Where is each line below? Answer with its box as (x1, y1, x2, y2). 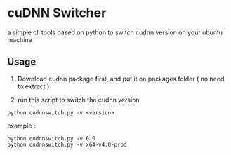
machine (7, 35, 33, 43)
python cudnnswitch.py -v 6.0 (7, 135, 96, 142)
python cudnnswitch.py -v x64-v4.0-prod (7, 141, 128, 148)
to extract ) (17, 82, 50, 90)
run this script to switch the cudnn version (17, 95, 140, 104)
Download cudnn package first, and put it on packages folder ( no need (17, 74, 225, 83)
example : (7, 121, 36, 130)
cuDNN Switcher (7, 5, 107, 21)
